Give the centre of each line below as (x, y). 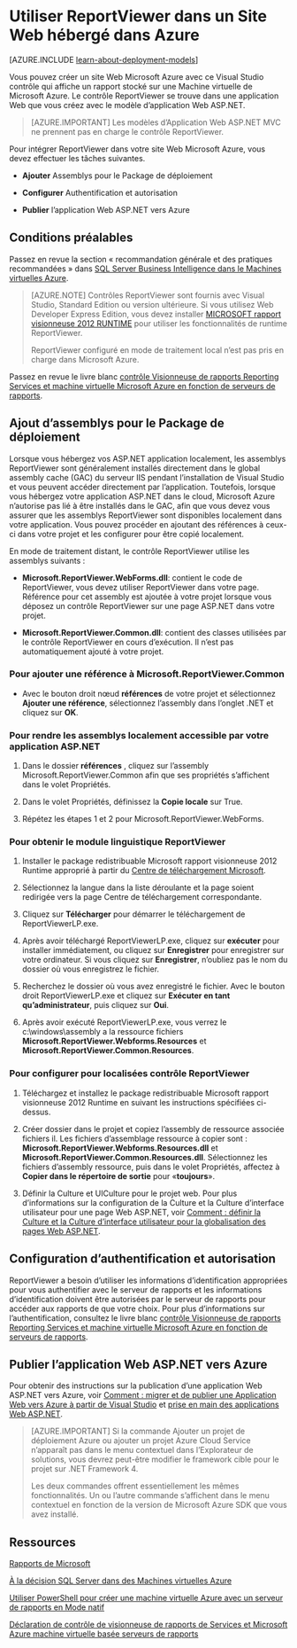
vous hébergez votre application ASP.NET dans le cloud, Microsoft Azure (142, 496)
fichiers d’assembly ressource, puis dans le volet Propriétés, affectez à (151, 1167)
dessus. (36, 1112)
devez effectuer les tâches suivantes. (77, 158)
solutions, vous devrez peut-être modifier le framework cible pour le (155, 1459)
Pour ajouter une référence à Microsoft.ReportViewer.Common (147, 674)
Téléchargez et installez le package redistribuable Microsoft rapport (145, 1093)
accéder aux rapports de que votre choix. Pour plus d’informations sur (137, 1308)
